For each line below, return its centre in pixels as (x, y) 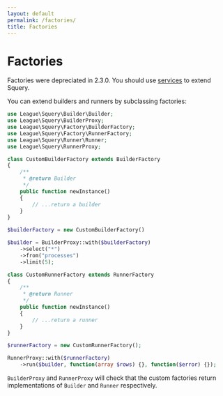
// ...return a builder (67, 204)
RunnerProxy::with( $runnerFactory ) (59, 358)
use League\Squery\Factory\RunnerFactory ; (70, 133)
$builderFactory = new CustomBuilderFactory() (76, 230)
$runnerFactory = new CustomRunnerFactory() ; (74, 346)
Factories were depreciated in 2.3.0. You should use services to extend (109, 80)
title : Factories (32, 26)
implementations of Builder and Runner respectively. (82, 386)
